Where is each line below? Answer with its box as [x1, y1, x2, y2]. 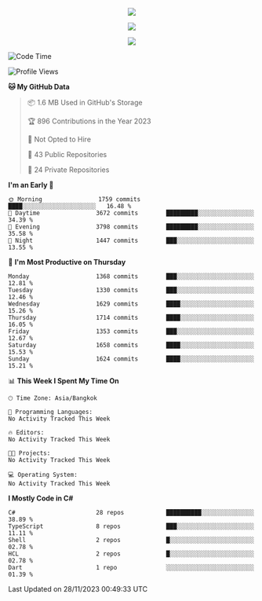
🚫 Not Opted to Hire [27, 134, 92, 144]
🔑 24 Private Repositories [27, 165, 110, 174]
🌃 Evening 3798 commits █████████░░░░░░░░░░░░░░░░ [8, 223, 255, 231]
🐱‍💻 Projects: [8, 449, 51, 457]
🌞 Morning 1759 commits [8, 196, 141, 203]
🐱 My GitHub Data [8, 82, 71, 91]
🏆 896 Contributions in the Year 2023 [27, 116, 151, 126]
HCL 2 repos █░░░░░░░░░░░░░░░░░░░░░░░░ [8, 550, 255, 558]
